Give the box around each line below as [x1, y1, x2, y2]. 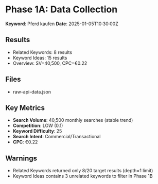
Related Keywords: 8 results [12, 49, 73, 55]
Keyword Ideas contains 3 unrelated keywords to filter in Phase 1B [12, 173, 153, 179]
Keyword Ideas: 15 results [12, 54, 67, 61]
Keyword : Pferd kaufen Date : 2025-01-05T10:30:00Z [5, 21, 118, 27]
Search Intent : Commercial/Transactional [12, 134, 101, 140]
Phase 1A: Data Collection [5, 4, 118, 15]
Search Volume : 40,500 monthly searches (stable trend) [12, 117, 133, 123]
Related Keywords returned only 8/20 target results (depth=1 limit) [12, 168, 153, 174]
